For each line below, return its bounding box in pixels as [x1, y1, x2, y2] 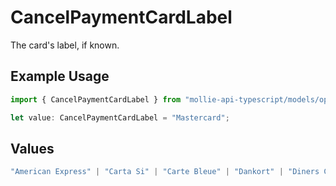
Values [10, 140, 55, 157]
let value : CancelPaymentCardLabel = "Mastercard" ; [10, 112, 230, 123]
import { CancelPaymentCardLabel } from [10, 94, 182, 105]
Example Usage [10, 68, 110, 85]
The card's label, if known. [10, 39, 120, 51]
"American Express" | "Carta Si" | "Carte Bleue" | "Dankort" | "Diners [10, 167, 320, 177]
